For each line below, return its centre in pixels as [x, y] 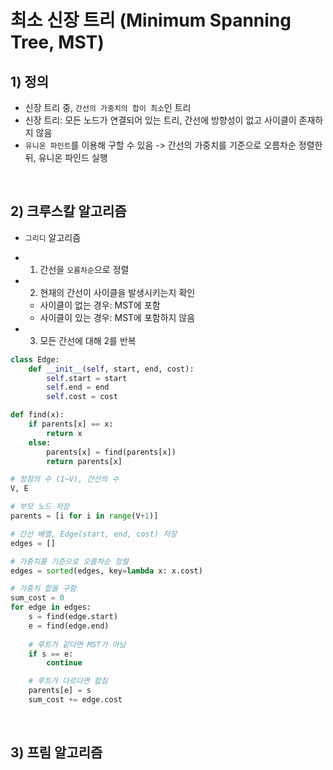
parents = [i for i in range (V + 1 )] [84, 516]
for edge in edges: [51, 607]
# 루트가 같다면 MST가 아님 [77, 644]
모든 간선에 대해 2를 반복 [88, 340]
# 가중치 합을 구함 [43, 589]
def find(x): [37, 415]
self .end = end [78, 387]
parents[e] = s [60, 691]
